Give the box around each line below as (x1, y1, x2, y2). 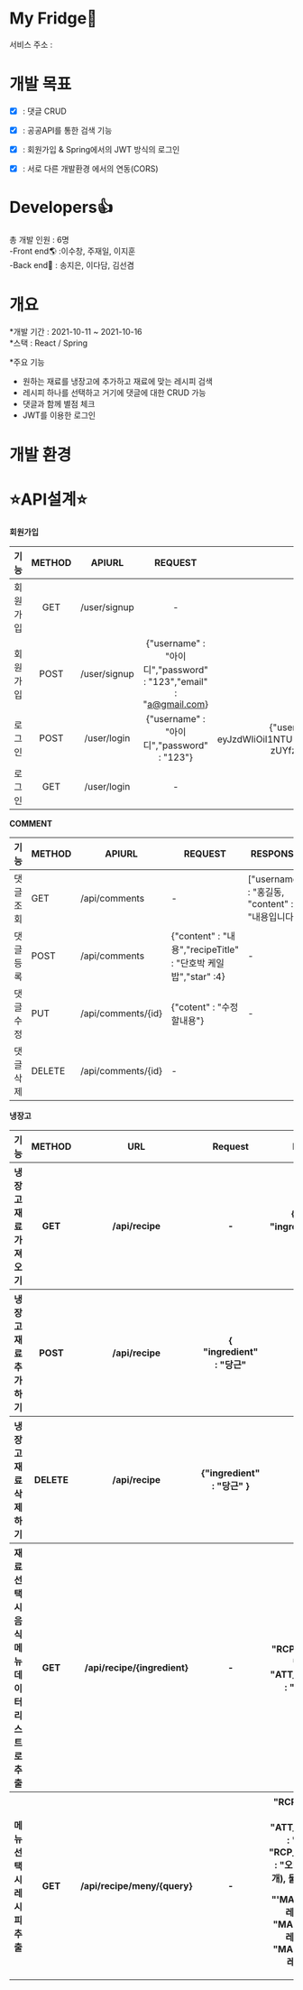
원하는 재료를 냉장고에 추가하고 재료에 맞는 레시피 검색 (22, 376, 214, 386)
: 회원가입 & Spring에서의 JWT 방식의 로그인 (22, 144, 180, 154)
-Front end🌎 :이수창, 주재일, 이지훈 (9, 245, 136, 256)
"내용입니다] (247, 911, 298, 923)
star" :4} (190, 970, 225, 983)
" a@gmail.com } (142, 699, 209, 711)
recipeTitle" (190, 943, 239, 956)
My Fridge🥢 (9, 8, 97, 29)
